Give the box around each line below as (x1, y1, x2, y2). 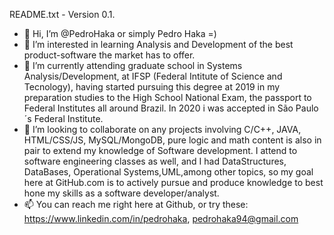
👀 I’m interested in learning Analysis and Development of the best (23, 39, 294, 50)
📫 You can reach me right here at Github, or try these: (23, 199, 249, 210)
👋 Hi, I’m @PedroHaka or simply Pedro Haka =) (23, 28, 217, 39)
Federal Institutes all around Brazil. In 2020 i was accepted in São (23, 102, 294, 114)
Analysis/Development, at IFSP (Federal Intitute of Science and (23, 70, 283, 82)
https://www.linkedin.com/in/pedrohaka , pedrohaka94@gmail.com (23, 213, 299, 224)
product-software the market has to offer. (23, 49, 196, 61)
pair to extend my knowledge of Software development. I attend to (23, 145, 298, 156)
